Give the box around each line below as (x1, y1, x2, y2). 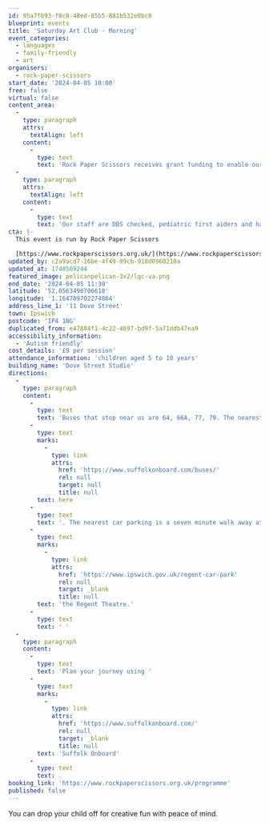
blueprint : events (8, 19, 70, 27)
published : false (8, 787, 66, 795)
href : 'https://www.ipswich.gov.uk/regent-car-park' (58, 570, 239, 578)
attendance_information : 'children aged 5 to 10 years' (8, 354, 199, 362)
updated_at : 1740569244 (8, 265, 88, 273)
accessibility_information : (8, 332, 102, 340)
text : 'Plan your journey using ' (37, 667, 152, 675)
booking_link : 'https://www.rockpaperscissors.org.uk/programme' (8, 779, 231, 788)
